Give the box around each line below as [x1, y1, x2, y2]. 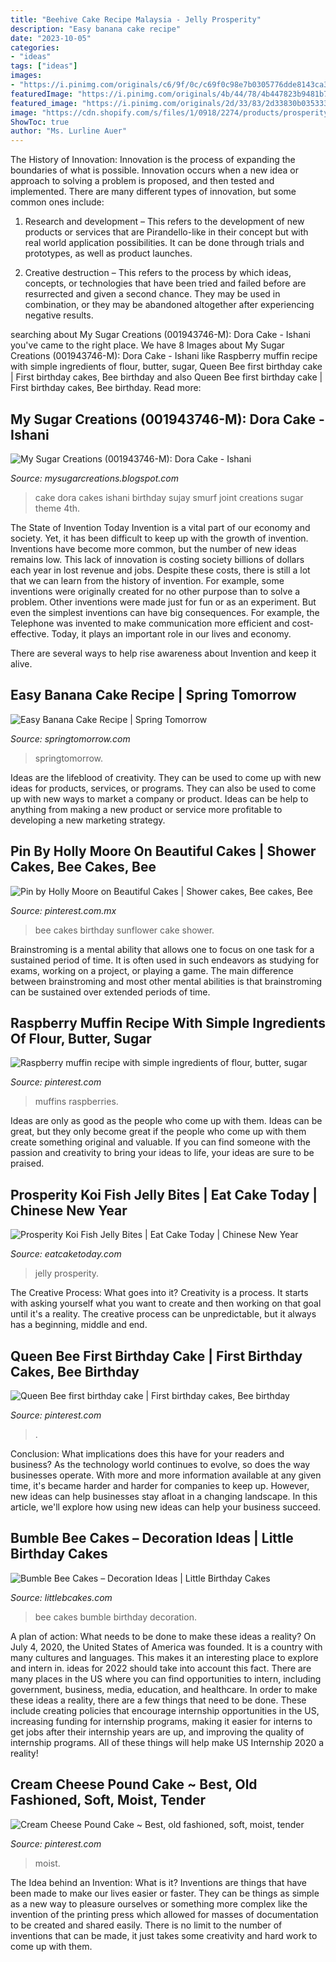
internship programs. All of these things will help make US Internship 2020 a [10, 1736, 325, 1748]
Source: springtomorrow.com [10, 732, 131, 745]
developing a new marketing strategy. [10, 814, 166, 826]
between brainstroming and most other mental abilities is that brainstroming [10, 975, 323, 987]
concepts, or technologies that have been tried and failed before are [24, 277, 307, 290]
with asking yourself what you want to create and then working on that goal [10, 1297, 322, 1310]
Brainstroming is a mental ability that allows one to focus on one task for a [10, 943, 315, 955]
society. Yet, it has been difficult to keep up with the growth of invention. [10, 532, 309, 544]
